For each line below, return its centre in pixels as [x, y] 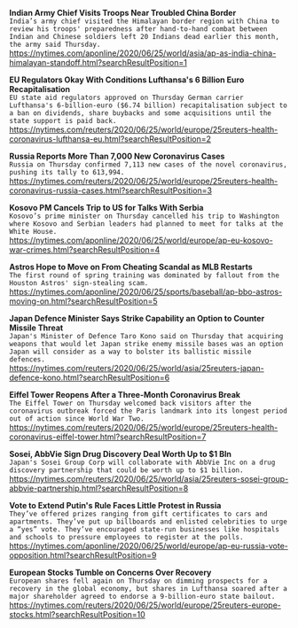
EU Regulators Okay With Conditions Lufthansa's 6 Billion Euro [127, 80]
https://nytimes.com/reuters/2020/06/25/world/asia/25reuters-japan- [137, 368]
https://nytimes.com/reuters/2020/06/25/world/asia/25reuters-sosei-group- [149, 479]
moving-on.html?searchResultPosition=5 [83, 301]
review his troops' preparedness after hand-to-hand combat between [138, 29]
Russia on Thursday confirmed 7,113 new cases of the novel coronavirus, [149, 165]
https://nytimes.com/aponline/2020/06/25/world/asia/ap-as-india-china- [143, 53]
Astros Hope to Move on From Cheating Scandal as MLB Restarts [131, 267]
